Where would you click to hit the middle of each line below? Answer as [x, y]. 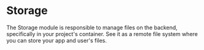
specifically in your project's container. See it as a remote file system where [102, 34]
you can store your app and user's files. [57, 40]
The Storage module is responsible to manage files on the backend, [92, 27]
